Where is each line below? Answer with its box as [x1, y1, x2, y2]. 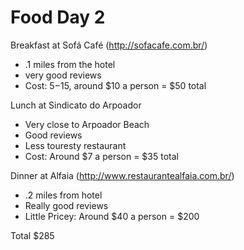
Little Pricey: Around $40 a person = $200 [24, 210, 200, 222]
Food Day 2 [10, 6, 106, 29]
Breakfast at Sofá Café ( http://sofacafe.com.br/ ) [10, 39, 208, 51]
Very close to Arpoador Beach [24, 118, 150, 130]
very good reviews [24, 69, 102, 81]
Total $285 [10, 229, 55, 241]
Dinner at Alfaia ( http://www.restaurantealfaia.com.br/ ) [10, 169, 235, 181]
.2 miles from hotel [24, 189, 103, 201]
